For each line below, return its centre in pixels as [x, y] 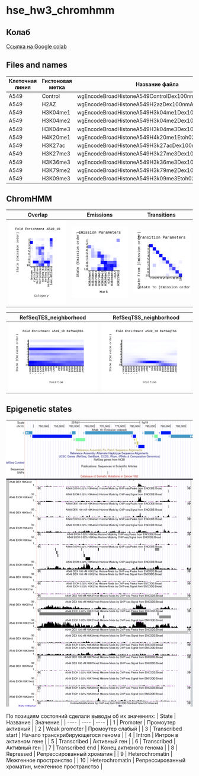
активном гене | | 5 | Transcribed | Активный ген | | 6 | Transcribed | [91, 741]
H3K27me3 [56, 154]
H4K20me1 [56, 137]
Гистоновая [57, 81]
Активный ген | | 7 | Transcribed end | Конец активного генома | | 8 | [92, 748]
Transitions [161, 215]
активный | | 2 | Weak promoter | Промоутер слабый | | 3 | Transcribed [94, 729]
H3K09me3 [56, 179]
